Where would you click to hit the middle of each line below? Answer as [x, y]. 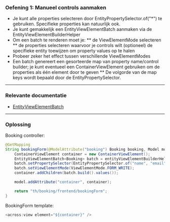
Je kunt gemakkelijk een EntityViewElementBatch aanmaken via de [82, 29]
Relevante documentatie [36, 96]
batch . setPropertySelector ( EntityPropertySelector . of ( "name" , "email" [90, 163]
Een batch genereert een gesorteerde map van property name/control [86, 62]
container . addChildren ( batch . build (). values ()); [67, 173]
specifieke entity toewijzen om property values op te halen [74, 51]
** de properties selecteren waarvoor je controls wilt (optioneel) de [82, 46]
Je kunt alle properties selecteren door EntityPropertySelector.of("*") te [87, 19]
